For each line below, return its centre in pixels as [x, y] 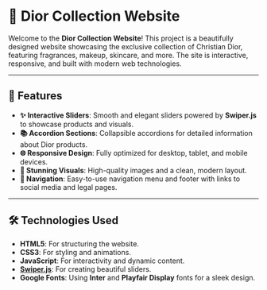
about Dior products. [54, 144]
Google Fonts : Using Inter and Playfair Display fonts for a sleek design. [137, 277]
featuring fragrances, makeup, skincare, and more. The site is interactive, [128, 55]
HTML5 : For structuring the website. [79, 244]
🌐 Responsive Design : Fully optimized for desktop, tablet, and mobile [133, 153]
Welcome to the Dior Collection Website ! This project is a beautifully [121, 38]
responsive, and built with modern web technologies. [95, 64]
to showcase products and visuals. [76, 124]
